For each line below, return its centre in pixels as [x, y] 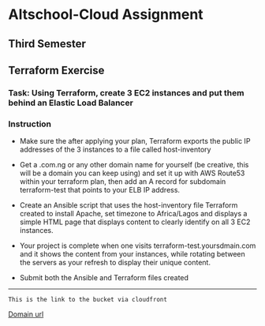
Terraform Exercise [56, 70]
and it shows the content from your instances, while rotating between [132, 254]
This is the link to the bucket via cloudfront [88, 300]
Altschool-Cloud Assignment [106, 15]
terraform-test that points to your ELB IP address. [99, 190]
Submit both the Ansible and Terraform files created [104, 278]
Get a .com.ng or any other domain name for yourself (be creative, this [134, 165]
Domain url [26, 314]
